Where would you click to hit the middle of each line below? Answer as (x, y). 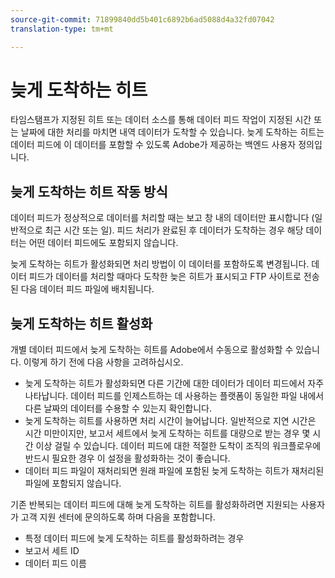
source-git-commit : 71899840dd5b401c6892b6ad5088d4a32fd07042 (142, 19)
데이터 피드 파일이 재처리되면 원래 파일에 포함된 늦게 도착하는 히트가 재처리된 (174, 471)
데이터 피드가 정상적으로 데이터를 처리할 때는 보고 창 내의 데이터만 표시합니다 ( (162, 218)
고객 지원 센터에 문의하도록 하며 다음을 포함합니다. (118, 517)
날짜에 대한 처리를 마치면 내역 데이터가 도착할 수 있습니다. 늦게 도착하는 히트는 (172, 132)
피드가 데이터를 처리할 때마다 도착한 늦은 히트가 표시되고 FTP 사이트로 (165, 277)
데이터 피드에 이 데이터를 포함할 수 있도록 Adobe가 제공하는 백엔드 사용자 (153, 145)
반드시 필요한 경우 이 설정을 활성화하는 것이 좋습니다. (127, 458)
